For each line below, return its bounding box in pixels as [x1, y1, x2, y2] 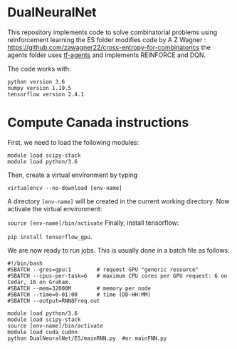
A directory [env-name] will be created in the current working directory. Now [7, 197, 230, 206]
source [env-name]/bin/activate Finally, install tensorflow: [7, 218, 179, 227]
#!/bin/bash [7, 260, 43, 267]
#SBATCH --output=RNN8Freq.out [7, 297, 100, 304]
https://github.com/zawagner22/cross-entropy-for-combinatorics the [7, 43, 211, 51]
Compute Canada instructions [7, 115, 189, 131]
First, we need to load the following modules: [7, 138, 139, 146]
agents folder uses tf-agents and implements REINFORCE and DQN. [7, 51, 206, 59]
